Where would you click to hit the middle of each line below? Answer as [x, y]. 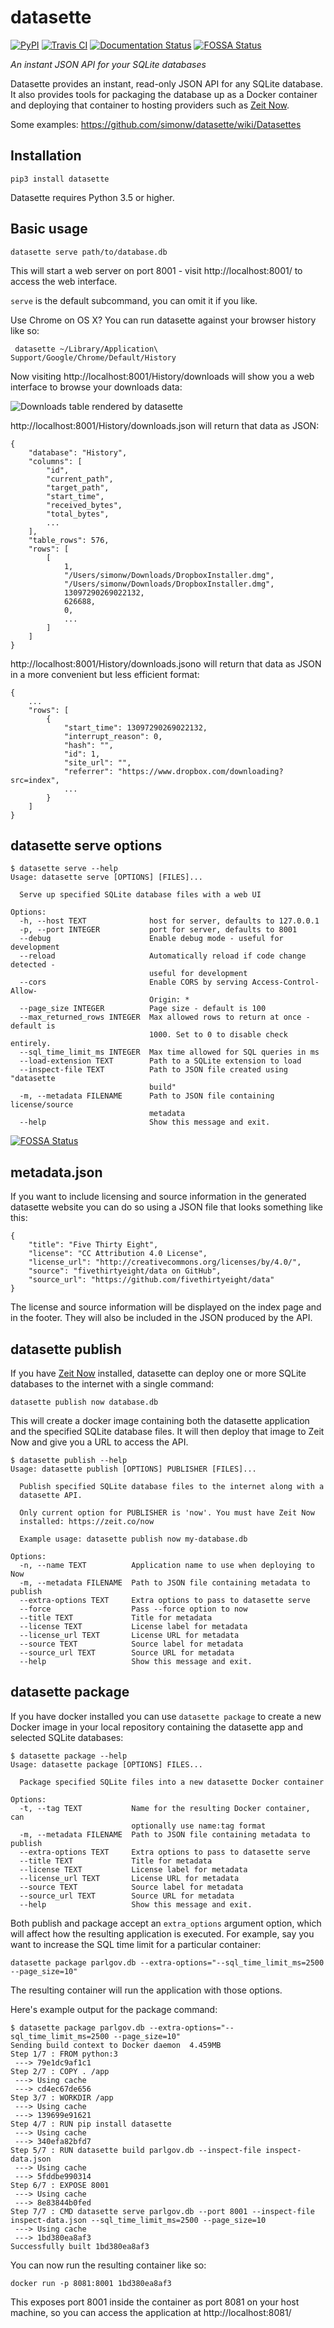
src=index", [35, 780]
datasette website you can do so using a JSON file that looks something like [166, 1207]
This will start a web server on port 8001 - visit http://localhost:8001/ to [156, 270]
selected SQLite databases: [67, 1737]
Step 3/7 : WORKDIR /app [62, 2097]
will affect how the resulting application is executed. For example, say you [162, 1933]
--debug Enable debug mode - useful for [151, 939]
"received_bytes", [84, 505]
